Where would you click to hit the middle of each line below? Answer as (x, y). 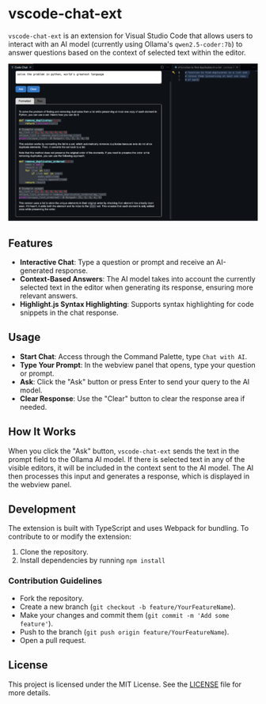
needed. (33, 407)
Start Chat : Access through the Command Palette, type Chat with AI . (133, 356)
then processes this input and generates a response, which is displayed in (129, 476)
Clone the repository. (54, 552)
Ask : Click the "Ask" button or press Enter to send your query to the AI (135, 381)
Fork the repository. (52, 598)
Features (30, 243)
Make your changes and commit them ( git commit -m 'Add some (124, 615)
